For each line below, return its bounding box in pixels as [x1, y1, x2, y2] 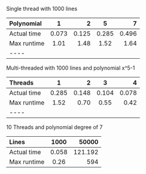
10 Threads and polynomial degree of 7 [6, 124, 103, 131]
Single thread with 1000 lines [6, 5, 78, 12]
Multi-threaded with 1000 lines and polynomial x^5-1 [6, 64, 135, 71]
